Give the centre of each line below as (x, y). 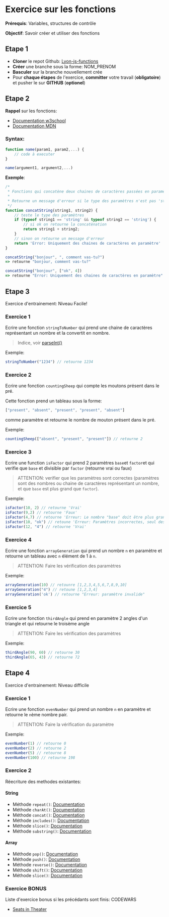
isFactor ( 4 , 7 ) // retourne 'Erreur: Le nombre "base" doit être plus (80, 517)
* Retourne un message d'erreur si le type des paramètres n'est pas (82, 201)
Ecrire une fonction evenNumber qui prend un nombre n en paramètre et (78, 709)
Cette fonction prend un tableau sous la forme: (54, 401)
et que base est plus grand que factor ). (58, 489)
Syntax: (15, 139)
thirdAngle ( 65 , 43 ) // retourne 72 (43, 657)
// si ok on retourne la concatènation (65, 224)
